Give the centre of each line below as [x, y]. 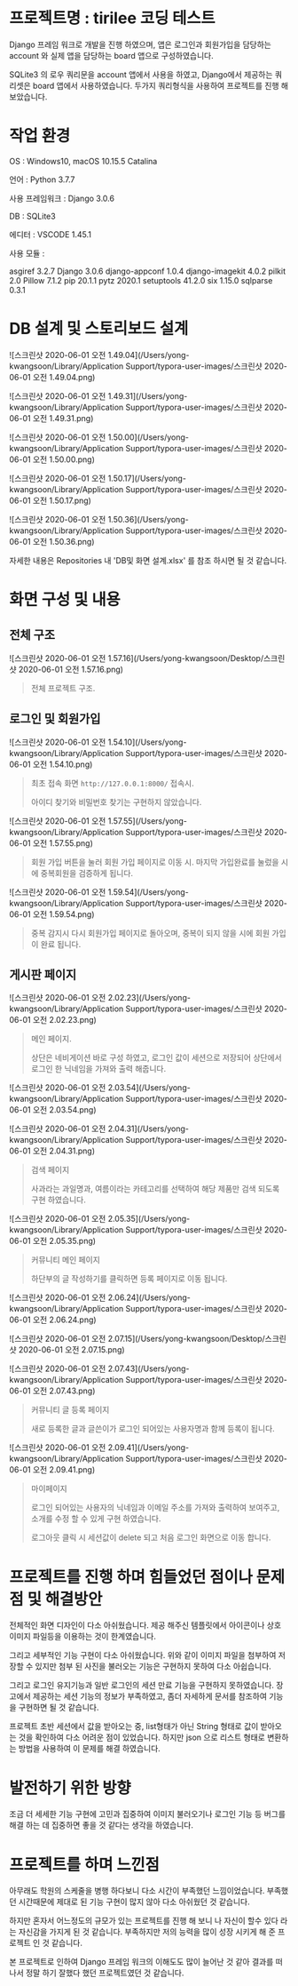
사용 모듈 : [27, 253]
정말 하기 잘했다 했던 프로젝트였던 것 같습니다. [105, 1973]
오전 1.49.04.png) [64, 377]
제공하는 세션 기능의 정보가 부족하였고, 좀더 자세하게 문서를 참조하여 [150, 1696]
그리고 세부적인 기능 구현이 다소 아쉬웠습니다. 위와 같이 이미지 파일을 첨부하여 [143, 1655]
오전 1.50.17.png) [62, 500]
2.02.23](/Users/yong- [149, 998]
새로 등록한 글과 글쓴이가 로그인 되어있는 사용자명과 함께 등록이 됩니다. [153, 1429]
